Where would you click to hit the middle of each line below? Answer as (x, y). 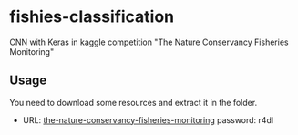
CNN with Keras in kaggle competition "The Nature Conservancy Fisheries (149, 42)
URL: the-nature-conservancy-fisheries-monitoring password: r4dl (148, 119)
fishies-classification (92, 17)
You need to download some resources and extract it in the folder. (134, 102)
